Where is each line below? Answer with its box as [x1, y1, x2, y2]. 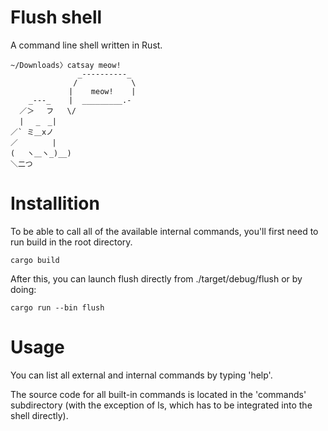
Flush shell [10, 6, 103, 29]
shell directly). [10, 409, 69, 421]
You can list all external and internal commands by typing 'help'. [10, 369, 273, 381]
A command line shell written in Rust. [10, 39, 163, 51]
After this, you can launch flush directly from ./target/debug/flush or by [10, 272, 303, 285]
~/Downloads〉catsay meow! [10, 60, 122, 70]
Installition [10, 192, 100, 215]
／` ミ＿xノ [10, 127, 55, 137]
